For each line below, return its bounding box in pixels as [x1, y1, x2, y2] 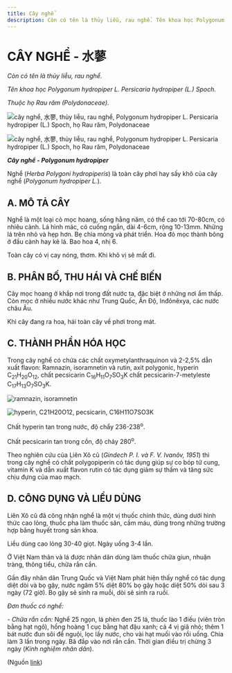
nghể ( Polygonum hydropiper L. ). [7, 177, 102, 186]
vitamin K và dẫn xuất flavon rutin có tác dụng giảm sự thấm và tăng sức [7, 465, 214, 474]
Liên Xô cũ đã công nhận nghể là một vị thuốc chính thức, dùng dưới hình [7, 511, 216, 519]
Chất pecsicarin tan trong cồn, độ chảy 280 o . [7, 436, 136, 445]
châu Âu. [7, 304, 33, 312]
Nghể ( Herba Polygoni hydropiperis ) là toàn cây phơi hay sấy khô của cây [7, 170, 218, 178]
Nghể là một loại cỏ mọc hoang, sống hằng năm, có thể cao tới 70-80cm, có [7, 215, 225, 224]
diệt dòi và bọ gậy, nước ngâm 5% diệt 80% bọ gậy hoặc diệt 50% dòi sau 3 [7, 581, 225, 589]
